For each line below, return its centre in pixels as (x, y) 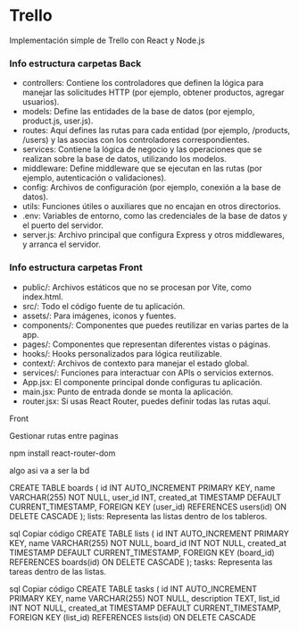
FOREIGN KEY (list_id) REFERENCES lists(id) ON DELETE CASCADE (133, 617)
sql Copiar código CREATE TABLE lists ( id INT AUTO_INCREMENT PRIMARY (149, 534)
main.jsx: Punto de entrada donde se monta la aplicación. (128, 391)
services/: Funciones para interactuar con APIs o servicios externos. (148, 373)
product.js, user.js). (58, 121)
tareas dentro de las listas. (58, 571)
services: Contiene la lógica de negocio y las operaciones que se (142, 149)
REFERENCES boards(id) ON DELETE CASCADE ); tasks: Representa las (141, 562)
